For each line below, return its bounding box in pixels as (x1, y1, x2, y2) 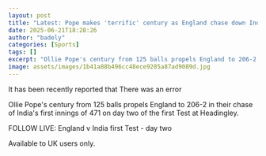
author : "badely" (8, 33, 66, 42)
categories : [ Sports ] (8, 41, 80, 49)
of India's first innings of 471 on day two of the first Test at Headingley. (8, 108, 239, 117)
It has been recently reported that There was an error (8, 84, 182, 94)
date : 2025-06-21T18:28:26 (8, 26, 97, 34)
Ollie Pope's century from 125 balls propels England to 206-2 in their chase (8, 99, 253, 109)
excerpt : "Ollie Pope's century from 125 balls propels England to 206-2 (8, 56, 257, 64)
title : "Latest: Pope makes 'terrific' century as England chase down (8, 19, 246, 27)
